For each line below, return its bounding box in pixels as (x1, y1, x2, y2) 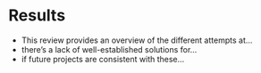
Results (8, 5, 66, 26)
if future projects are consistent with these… (21, 53, 185, 64)
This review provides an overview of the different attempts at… (21, 35, 253, 45)
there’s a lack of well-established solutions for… (21, 44, 198, 54)
